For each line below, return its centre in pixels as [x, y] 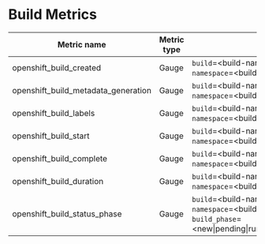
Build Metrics [52, 15]
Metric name [82, 44]
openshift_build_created [57, 67]
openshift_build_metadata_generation [82, 90]
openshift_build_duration [58, 181]
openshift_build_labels [54, 113]
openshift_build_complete [60, 158]
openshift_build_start [51, 136]
